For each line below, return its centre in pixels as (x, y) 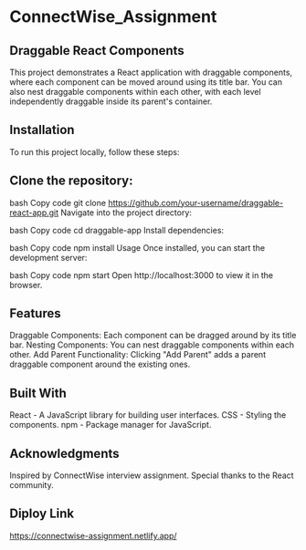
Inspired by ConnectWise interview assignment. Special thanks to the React (152, 475)
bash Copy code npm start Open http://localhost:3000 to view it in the (142, 275)
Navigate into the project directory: (126, 213)
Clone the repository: (71, 181)
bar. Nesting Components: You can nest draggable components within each (152, 345)
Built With (38, 393)
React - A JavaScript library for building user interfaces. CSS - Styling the (148, 415)
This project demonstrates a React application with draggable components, (151, 72)
